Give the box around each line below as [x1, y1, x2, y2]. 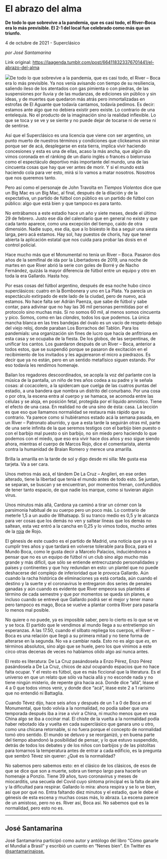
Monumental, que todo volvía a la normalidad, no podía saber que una [5, 705, 149, 711]
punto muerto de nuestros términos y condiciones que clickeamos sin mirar [5, 137, 160, 143]
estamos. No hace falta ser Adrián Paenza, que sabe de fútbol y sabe [5, 298, 148, 304]
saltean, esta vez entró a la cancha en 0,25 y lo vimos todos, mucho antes [5, 523, 157, 529]
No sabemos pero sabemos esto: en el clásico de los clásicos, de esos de [5, 763, 157, 769]
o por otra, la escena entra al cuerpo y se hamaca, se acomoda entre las [5, 393, 154, 399]
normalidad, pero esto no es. [5, 805, 64, 811]
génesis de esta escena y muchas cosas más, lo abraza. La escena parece [5, 794, 159, 800]
